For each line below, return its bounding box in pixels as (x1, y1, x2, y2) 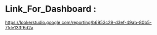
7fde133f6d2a (5, 24, 34, 30)
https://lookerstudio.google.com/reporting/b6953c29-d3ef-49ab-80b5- (5, 19, 152, 25)
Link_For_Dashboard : (5, 3, 97, 15)
